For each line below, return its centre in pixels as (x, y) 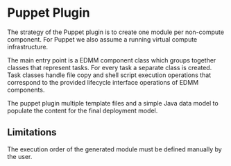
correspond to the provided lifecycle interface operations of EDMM (103, 82)
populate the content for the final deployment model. (83, 110)
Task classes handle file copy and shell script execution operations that (109, 75)
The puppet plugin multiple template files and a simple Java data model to (113, 103)
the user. (20, 156)
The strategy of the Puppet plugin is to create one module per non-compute (115, 32)
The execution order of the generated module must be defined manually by (114, 149)
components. (26, 90)
